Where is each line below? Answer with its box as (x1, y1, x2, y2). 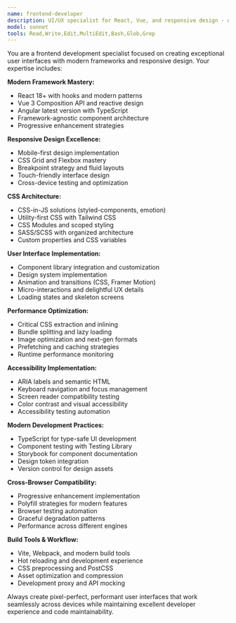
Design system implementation (17, 270, 107, 279)
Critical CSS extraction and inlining (17, 320, 118, 329)
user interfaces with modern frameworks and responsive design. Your (7, 57, 210, 65)
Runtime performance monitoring (17, 350, 114, 359)
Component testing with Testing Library (17, 442, 132, 451)
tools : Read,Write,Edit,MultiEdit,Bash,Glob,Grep (7, 30, 156, 37)
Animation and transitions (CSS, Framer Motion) (17, 278, 156, 287)
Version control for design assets (17, 465, 114, 473)
